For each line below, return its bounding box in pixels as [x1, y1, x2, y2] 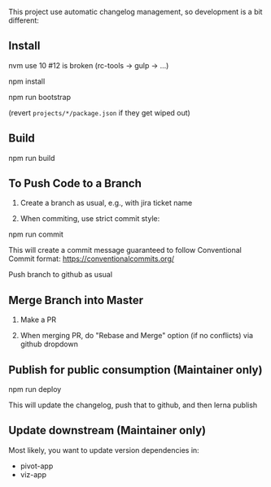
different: [8, 15, 39, 25]
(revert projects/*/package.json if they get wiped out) [8, 107, 191, 117]
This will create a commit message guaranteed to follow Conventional [8, 246, 242, 255]
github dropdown [20, 339, 79, 349]
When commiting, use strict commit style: [20, 214, 160, 224]
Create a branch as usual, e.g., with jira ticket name [20, 198, 193, 208]
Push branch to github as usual [8, 270, 112, 280]
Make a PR [20, 315, 57, 324]
